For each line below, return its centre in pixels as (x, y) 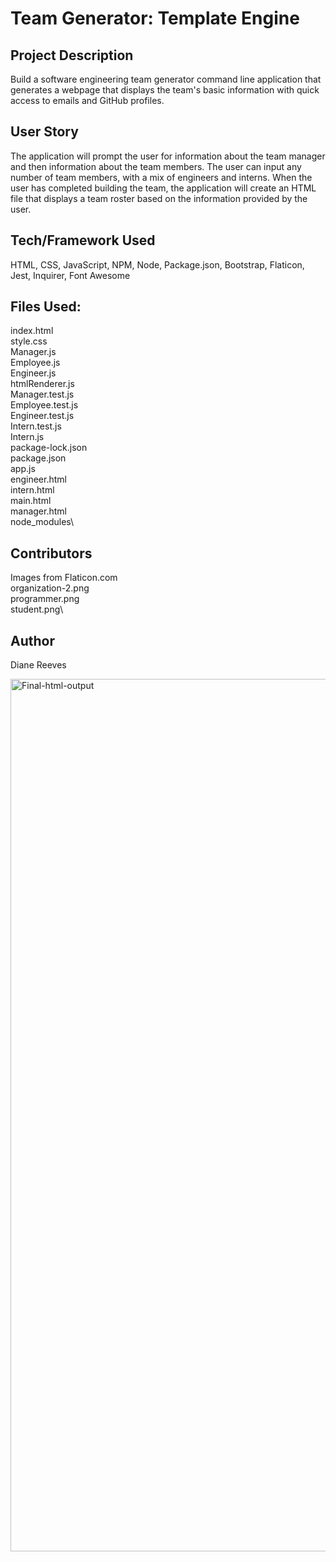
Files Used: (46, 307)
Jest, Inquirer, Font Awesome (70, 275)
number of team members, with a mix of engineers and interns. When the (161, 177)
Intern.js (27, 437)
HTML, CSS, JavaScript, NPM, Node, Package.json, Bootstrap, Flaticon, (157, 264)
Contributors (51, 553)
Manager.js (33, 352)
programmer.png (45, 599)
